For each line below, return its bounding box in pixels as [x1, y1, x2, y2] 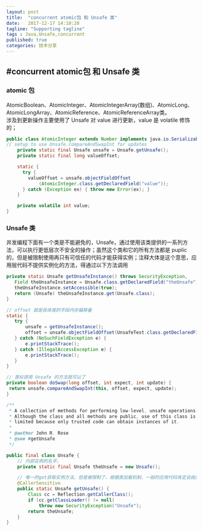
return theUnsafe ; [28, 508, 74, 515]
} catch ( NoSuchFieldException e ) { [14, 335, 107, 341]
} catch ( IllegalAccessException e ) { [14, 346, 112, 352]
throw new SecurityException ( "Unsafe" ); [38, 503, 142, 509]
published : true [6, 37, 47, 43]
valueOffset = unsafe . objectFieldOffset [28, 175, 131, 181]
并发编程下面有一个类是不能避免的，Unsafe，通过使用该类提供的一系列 [6, 239, 183, 246]
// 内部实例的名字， [17, 458, 62, 464]
